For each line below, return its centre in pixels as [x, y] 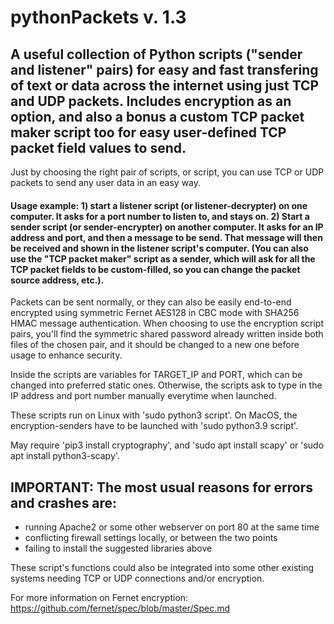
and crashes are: [64, 502]
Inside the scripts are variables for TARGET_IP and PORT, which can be [156, 375]
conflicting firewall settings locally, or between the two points [151, 538]
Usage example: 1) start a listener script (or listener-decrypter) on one [159, 205]
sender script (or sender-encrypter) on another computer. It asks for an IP [167, 227]
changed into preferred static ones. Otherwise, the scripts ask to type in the [166, 385]
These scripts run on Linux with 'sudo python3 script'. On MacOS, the [154, 415]
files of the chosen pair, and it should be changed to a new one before [155, 345]
